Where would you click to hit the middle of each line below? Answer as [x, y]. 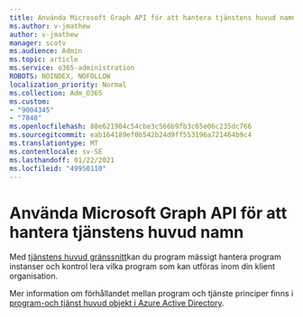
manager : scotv [38, 43]
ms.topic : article [44, 59]
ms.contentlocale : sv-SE [56, 151]
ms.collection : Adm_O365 [56, 93]
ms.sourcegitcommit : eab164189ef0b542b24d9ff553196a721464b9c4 [131, 135]
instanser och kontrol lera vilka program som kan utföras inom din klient [142, 267]
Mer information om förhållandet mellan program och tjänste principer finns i [151, 294]
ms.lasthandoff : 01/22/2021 [62, 160]
